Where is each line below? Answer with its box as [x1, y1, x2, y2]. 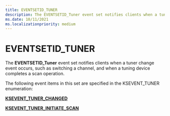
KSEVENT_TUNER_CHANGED [5, 95, 68, 101]
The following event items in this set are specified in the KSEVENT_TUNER [5, 80, 160, 86]
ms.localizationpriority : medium [5, 21, 76, 27]
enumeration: [5, 86, 33, 92]
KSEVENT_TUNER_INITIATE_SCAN [5, 105, 79, 111]
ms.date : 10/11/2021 [5, 17, 49, 22]
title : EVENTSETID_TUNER [5, 7, 58, 13]
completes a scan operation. [5, 71, 65, 77]
